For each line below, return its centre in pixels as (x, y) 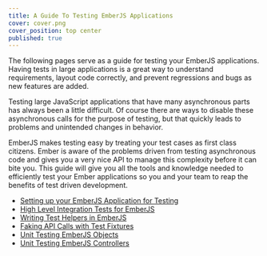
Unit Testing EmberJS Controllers (74, 243)
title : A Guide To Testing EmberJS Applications (91, 16)
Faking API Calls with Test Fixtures (77, 226)
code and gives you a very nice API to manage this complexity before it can (133, 160)
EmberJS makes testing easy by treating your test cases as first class (123, 143)
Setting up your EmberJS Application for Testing (99, 201)
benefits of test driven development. (68, 186)
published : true (35, 38)
